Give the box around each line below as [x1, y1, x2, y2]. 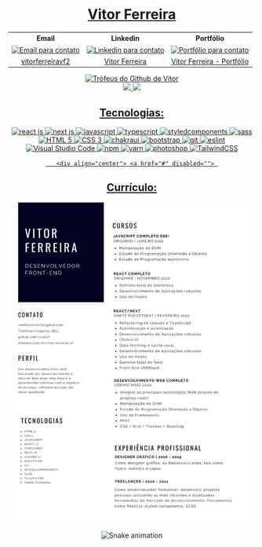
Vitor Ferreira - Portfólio [171, 57, 249, 66]
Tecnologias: [99, 106, 165, 119]
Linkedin [111, 34, 140, 43]
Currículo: [106, 181, 158, 194]
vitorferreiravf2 [20, 57, 71, 66]
